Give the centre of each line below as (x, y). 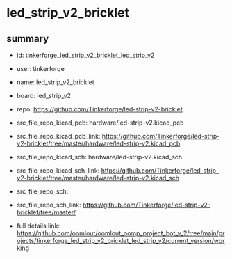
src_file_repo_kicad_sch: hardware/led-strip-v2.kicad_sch (99, 157)
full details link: (38, 226)
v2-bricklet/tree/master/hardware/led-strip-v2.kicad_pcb (98, 143)
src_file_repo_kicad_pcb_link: (58, 136)
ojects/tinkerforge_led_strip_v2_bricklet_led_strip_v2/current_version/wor (121, 241)
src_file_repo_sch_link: (49, 205)
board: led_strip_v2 (43, 96)
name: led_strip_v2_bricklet (55, 82)
